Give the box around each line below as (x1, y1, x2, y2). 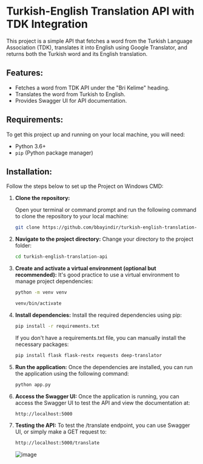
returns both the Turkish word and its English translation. (6, 50, 148, 57)
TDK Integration (6, 17, 88, 31)
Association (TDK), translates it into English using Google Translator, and (6, 44, 188, 51)
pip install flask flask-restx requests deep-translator (15, 352, 162, 358)
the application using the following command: (15, 370, 129, 377)
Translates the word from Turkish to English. (15, 90, 125, 98)
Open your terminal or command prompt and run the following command (15, 206, 197, 213)
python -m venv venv (15, 289, 67, 296)
